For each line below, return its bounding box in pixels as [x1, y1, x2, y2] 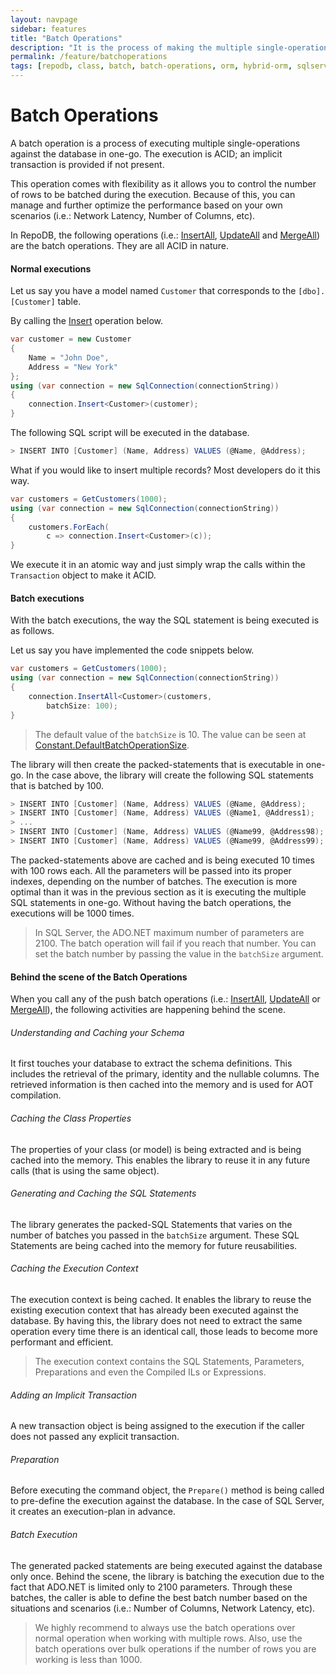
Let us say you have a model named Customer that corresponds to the [10, 285, 297, 297]
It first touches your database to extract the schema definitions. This [10, 1057, 293, 1070]
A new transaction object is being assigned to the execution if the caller [10, 1420, 305, 1432]
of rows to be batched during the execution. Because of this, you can [10, 188, 296, 200]
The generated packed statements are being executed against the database [10, 1559, 323, 1571]
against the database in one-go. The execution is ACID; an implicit [10, 147, 283, 160]
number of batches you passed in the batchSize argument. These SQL [10, 1229, 300, 1241]
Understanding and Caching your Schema [10, 1026, 185, 1038]
